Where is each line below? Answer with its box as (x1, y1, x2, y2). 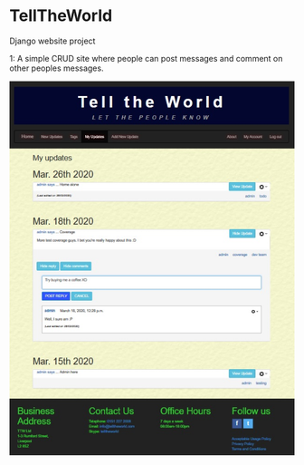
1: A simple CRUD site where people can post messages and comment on (9, 53, 283, 63)
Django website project (9, 35, 96, 46)
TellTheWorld (9, 5, 113, 26)
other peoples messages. (9, 63, 104, 73)
